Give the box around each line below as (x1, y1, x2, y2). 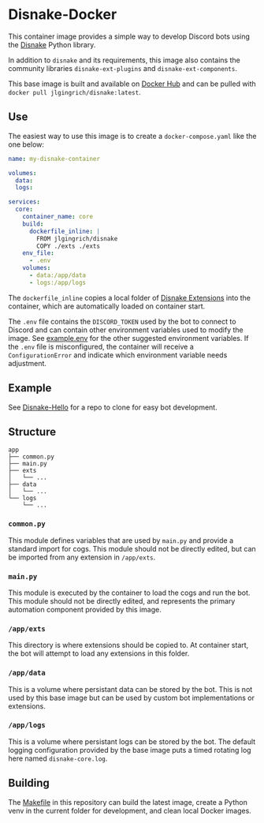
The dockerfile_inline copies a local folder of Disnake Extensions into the (8, 293, 251, 302)
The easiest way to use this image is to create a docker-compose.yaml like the (8, 131, 257, 140)
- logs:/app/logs (28, 279, 87, 286)
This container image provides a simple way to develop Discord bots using (8, 32, 251, 41)
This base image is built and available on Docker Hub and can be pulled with (8, 79, 256, 88)
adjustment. (8, 358, 47, 368)
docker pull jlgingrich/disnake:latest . (8, 87, 141, 96)
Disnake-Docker (8, 6, 117, 24)
